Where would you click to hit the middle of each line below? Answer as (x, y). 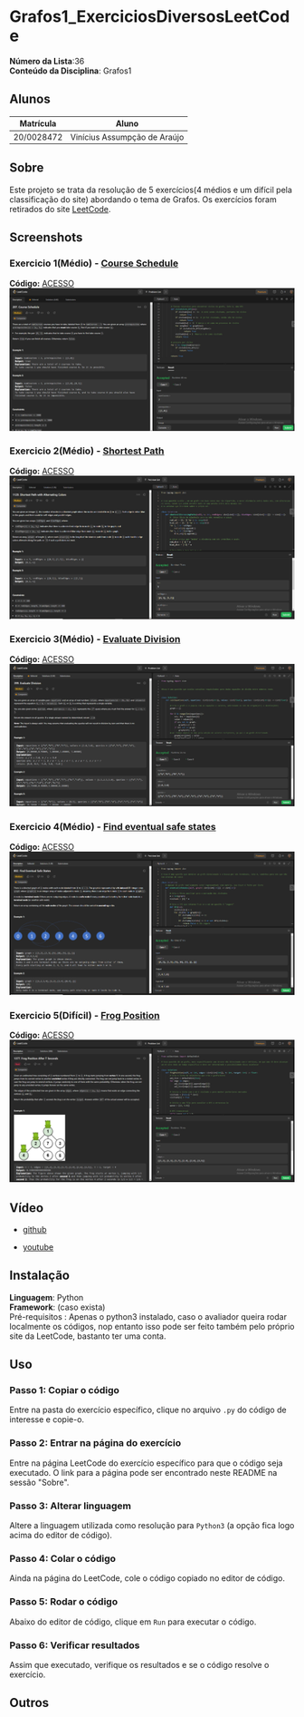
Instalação (40, 1276)
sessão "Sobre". (39, 1482)
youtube (38, 1247)
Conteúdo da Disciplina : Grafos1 (71, 71)
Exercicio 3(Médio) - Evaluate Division (95, 639)
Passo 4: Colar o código (62, 1558)
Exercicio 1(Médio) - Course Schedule (94, 263)
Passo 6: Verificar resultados (75, 1645)
